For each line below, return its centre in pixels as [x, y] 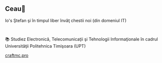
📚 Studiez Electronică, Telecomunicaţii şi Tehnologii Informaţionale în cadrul [82, 39]
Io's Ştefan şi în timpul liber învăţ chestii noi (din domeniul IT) [66, 20]
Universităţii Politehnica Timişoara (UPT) [45, 46]
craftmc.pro [17, 55]
